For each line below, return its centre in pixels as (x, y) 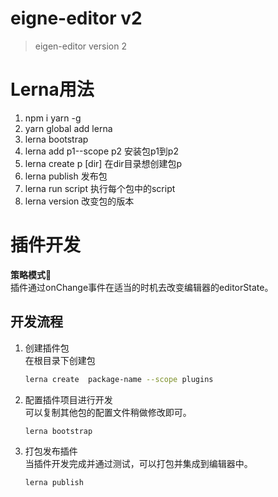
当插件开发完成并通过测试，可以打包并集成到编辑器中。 (138, 464)
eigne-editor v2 (76, 18)
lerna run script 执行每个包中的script (100, 188)
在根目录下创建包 (60, 360)
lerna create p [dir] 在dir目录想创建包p (103, 163)
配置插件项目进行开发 (68, 399)
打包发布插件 (51, 451)
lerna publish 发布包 (66, 176)
